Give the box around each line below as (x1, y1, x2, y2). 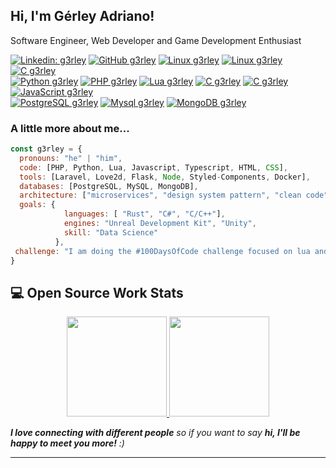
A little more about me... (10, 121, 130, 135)
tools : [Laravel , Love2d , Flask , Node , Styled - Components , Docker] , (19, 172, 311, 182)
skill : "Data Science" (63, 227, 159, 238)
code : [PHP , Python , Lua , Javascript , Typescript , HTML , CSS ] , (19, 162, 289, 173)
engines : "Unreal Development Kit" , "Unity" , (63, 219, 257, 229)
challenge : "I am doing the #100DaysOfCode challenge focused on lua (14, 246, 311, 256)
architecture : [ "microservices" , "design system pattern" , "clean (19, 190, 302, 201)
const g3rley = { (10, 144, 83, 154)
